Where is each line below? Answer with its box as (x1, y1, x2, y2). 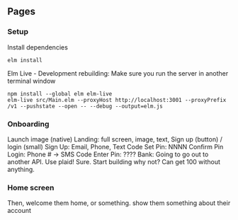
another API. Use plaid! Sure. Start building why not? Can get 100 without (7, 157, 221, 166)
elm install (7, 57, 42, 64)
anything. (7, 165, 35, 173)
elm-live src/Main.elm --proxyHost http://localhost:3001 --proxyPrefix (7, 96, 227, 103)
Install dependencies (7, 42, 69, 52)
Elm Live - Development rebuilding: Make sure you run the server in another (7, 69, 229, 77)
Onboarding (7, 119, 50, 129)
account (7, 207, 32, 215)
